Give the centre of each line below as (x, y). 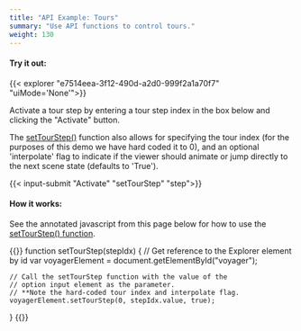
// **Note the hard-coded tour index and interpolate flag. (125, 292)
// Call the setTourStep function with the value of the (119, 277)
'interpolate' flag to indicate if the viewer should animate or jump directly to (149, 156)
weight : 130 (32, 34)
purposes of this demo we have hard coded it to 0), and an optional (134, 147)
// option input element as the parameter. (92, 284)
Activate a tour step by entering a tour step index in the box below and (140, 110)
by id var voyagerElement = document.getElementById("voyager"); (134, 260)
